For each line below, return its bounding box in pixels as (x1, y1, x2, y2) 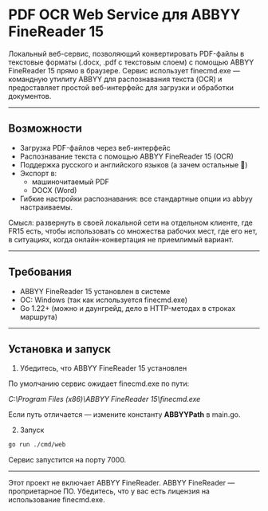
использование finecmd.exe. (8, 495, 105, 505)
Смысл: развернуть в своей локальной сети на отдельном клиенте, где (8, 218, 254, 227)
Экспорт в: (19, 168, 57, 178)
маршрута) (19, 312, 58, 321)
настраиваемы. (19, 202, 73, 212)
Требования (8, 265, 72, 279)
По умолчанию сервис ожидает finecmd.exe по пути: (8, 379, 190, 388)
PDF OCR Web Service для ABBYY (8, 6, 241, 24)
